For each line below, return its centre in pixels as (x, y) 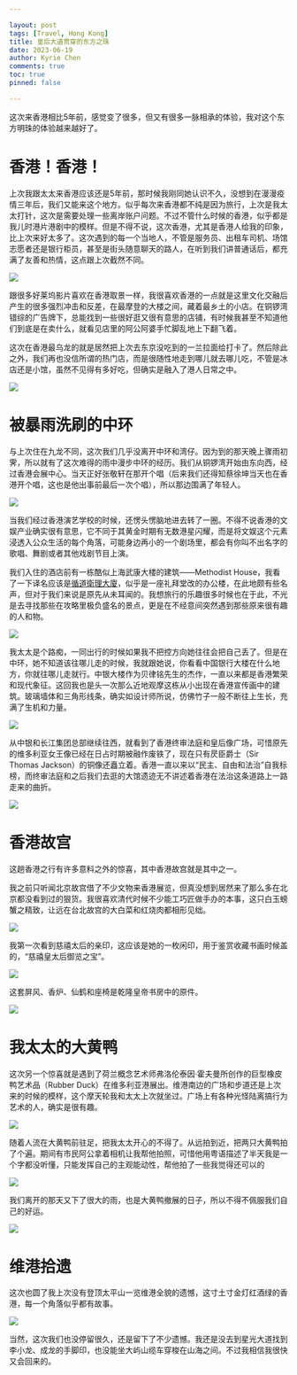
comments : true (37, 66)
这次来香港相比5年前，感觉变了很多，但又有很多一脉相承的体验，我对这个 (143, 117)
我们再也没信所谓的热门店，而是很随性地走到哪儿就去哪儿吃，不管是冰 (160, 358)
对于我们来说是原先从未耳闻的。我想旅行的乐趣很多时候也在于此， (152, 594)
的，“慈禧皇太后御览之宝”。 (59, 956)
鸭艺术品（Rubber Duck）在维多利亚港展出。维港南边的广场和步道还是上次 (145, 1084)
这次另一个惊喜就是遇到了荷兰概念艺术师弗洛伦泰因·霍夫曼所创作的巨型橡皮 (146, 1074)
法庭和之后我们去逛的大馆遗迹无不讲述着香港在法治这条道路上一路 (168, 775)
